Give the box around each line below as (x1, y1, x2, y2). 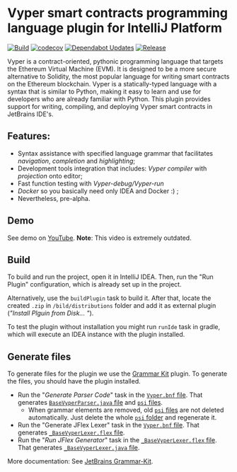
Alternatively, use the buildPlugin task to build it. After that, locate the (7, 294, 212, 302)
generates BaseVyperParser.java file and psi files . (17, 398, 163, 407)
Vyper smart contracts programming (7, 5, 229, 21)
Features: (7, 130, 51, 142)
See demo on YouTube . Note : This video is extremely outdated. (7, 234, 192, 242)
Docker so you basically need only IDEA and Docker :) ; (17, 186, 179, 195)
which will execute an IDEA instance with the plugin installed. (7, 330, 185, 339)
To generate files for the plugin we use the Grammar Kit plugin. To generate (7, 369, 228, 378)
